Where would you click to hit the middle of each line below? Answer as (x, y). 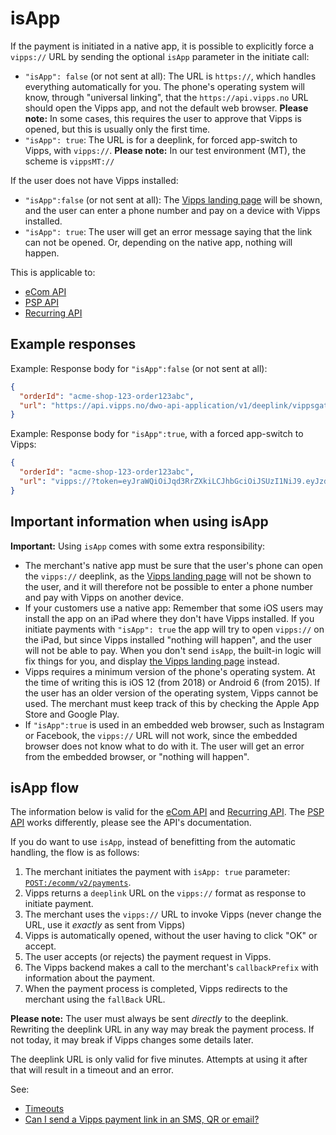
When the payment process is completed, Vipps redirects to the (156, 989)
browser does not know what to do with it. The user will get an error (164, 746)
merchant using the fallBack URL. (95, 999)
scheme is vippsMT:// (69, 161)
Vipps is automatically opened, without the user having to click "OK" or (171, 936)
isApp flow (45, 787)
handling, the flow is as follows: (75, 853)
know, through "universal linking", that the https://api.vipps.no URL (166, 97)
